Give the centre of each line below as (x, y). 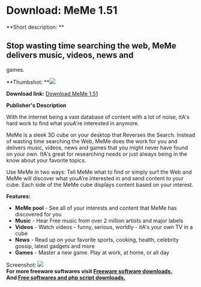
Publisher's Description (36, 105)
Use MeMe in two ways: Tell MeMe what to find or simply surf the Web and (99, 172)
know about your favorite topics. (46, 160)
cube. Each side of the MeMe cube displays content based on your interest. (100, 185)
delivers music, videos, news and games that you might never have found (97, 147)
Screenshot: (21, 265)
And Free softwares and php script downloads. (66, 277)
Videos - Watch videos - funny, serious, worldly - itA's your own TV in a (104, 227)
